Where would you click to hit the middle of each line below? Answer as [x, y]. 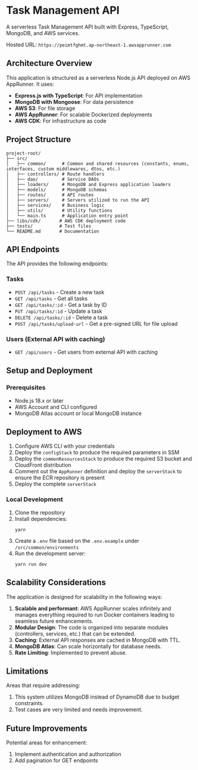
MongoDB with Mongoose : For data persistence [74, 102]
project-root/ [24, 153]
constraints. [29, 703]
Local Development [35, 499]
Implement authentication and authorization [68, 754]
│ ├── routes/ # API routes [50, 195]
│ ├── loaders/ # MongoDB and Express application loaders [88, 184]
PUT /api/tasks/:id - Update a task [58, 311]
